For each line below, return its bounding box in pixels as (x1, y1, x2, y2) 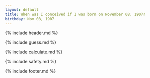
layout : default (5, 7, 39, 12)
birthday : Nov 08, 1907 (5, 16, 55, 21)
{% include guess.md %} (5, 39, 56, 45)
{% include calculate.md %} (5, 49, 63, 55)
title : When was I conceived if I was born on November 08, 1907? (5, 12, 146, 17)
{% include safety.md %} (5, 59, 57, 65)
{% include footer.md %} (5, 68, 56, 74)
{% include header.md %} (5, 30, 58, 36)
